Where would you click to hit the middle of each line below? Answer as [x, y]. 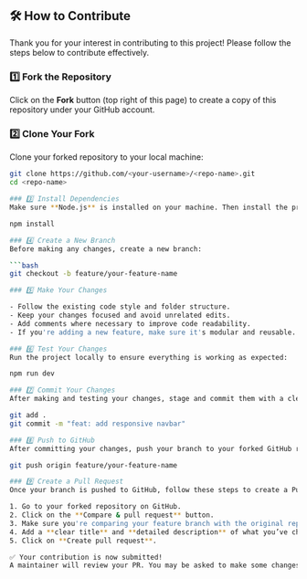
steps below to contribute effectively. [79, 52]
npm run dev [32, 374]
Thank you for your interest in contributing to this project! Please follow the [150, 42]
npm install [32, 224]
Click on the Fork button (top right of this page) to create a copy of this [143, 100]
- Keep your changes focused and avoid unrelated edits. [120, 316]
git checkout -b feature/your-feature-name [94, 274]
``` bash [24, 265]
